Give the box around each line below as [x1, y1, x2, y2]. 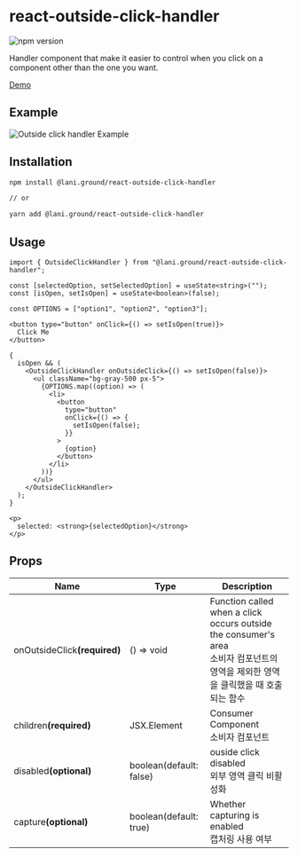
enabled [209, 820, 244, 832]
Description [221, 579, 273, 592]
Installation [9, 154, 73, 169]
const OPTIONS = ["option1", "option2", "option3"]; [9, 304, 208, 313]
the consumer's [209, 628, 275, 641]
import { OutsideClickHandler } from [9, 258, 149, 267]
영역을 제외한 [209, 665, 262, 678]
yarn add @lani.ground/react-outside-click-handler [9, 210, 204, 219]
